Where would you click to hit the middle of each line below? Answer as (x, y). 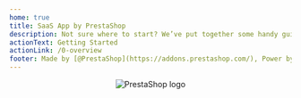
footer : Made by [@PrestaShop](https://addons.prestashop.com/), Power (146, 59)
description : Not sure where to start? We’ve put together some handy (144, 34)
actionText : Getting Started (64, 42)
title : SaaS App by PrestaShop (68, 26)
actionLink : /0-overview (56, 51)
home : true (30, 17)
